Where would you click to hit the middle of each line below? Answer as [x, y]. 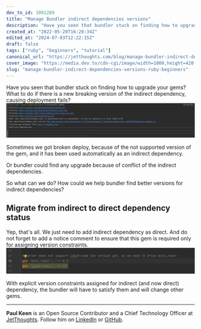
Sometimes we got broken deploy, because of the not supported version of [99, 147]
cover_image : [22, 63]
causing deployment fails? [38, 100]
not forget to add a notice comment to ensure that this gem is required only [99, 238]
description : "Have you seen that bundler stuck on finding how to [92, 25]
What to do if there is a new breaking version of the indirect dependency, [96, 93]
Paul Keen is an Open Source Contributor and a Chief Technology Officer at [100, 313]
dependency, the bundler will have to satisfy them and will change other [95, 290]
